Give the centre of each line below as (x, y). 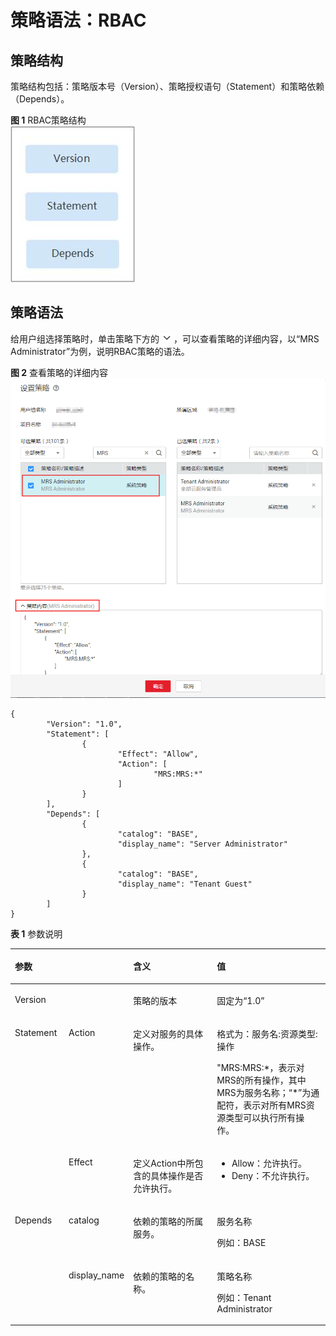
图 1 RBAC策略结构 (48, 120)
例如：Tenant (244, 1297)
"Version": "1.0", (84, 724)
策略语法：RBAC (78, 20)
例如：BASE (241, 1243)
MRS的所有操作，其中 (261, 1080)
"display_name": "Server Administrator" (202, 844)
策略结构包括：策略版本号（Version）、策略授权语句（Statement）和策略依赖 (167, 86)
